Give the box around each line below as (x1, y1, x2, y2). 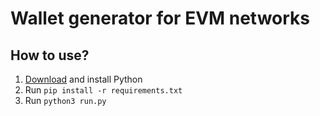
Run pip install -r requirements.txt (24, 84, 183, 96)
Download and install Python (24, 73, 143, 85)
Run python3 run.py (24, 95, 107, 106)
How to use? (10, 47, 90, 64)
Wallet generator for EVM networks (10, 7, 311, 30)
